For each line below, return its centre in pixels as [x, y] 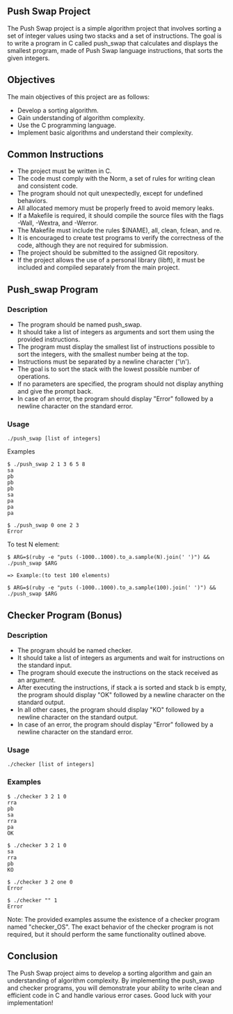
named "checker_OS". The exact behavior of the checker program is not [110, 927]
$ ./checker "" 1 [32, 900]
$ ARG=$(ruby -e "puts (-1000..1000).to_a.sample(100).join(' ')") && [112, 588]
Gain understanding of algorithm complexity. [81, 117]
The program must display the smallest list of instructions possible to [116, 347]
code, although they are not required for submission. [93, 245]
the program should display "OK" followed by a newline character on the [121, 695]
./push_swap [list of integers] [54, 439]
